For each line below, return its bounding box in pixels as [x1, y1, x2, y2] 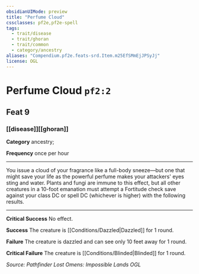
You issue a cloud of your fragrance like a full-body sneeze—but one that [6, 167, 185, 174]
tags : [6, 25, 20, 31]
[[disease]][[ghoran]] [6, 125, 69, 133]
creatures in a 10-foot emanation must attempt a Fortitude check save [6, 186, 176, 193]
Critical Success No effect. [6, 215, 73, 223]
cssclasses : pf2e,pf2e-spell [6, 20, 78, 25]
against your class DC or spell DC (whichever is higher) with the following [6, 192, 185, 199]
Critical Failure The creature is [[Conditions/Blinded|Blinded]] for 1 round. [6, 250, 186, 257]
